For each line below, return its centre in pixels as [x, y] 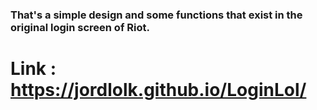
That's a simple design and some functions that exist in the [156, 15]
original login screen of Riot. [80, 27]
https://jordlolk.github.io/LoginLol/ [158, 90]
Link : [33, 69]
